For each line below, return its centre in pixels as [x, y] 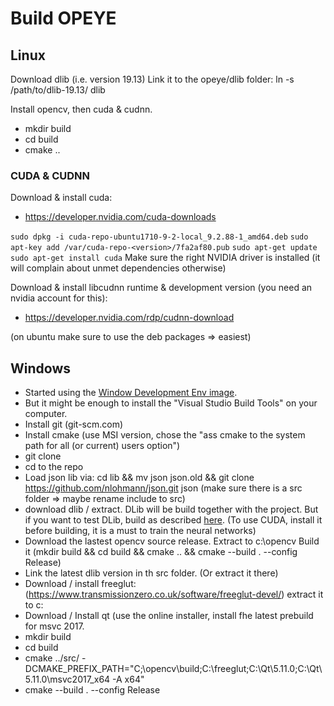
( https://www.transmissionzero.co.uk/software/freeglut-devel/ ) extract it [174, 594]
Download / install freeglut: [80, 584]
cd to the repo [54, 467]
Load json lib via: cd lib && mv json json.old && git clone [139, 478]
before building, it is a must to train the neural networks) [140, 531]
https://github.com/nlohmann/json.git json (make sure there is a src [163, 488]
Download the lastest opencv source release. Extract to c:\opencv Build [172, 541]
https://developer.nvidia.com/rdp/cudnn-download [129, 318]
